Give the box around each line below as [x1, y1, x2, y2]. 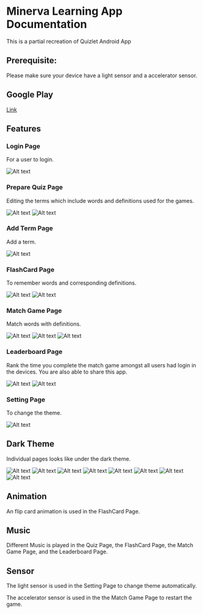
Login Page [6, 142, 41, 150]
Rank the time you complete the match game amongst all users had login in [6, 361, 196, 369]
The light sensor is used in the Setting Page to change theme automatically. [6, 582, 197, 589]
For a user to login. [6, 156, 54, 163]
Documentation [6, 17, 88, 31]
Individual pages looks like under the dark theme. [6, 455, 131, 462]
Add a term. [6, 238, 36, 245]
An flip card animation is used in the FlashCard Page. [6, 507, 140, 515]
